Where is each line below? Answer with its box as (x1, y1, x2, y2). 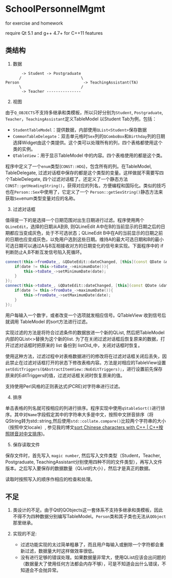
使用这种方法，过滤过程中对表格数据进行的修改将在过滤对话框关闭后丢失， (5, 353, 162, 359)
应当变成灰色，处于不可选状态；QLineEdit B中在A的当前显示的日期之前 (14, 230, 163, 236)
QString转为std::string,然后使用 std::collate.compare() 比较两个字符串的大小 (5, 418, 166, 424)
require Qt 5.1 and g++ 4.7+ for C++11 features (5, 30, 103, 36)
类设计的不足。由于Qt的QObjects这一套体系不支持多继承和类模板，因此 (12, 507, 163, 513)
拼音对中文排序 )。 (9, 430, 48, 437)
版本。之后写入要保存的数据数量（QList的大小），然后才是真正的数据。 (5, 465, 153, 471)
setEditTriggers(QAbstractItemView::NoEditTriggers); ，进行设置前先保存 (5, 366, 163, 372)
